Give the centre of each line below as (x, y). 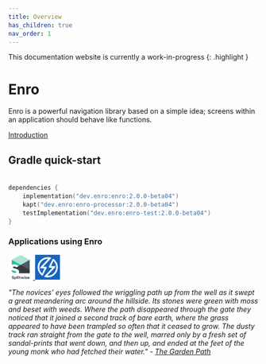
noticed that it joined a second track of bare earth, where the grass (118, 317)
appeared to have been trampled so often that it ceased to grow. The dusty (132, 326)
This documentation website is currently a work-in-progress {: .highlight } (128, 57)
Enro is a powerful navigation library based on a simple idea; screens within (132, 111)
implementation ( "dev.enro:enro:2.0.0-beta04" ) (101, 196)
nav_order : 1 (30, 33)
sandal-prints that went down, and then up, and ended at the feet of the (126, 343)
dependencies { (33, 188)
